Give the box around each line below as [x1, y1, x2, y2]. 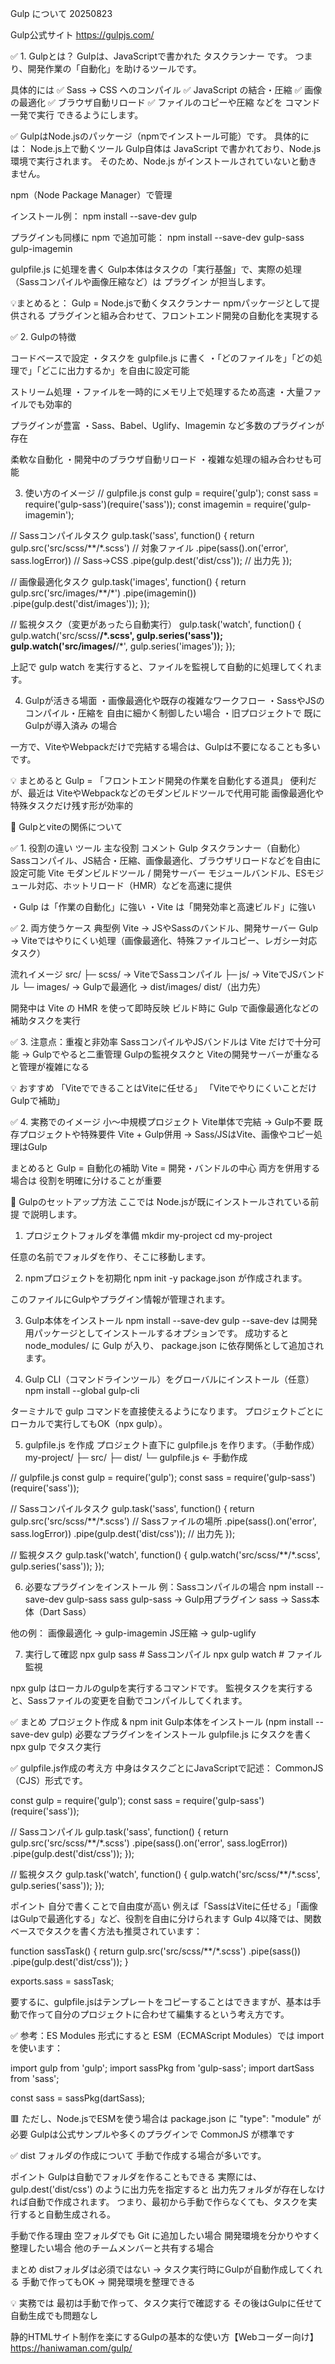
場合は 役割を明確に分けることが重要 [10, 1175, 162, 1186]
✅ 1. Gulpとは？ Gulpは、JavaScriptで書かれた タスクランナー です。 [10, 50, 293, 62]
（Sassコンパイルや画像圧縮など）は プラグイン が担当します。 [10, 276, 272, 287]
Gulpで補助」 [10, 1095, 65, 1106]
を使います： [10, 2042, 63, 2054]
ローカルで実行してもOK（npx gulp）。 [10, 1418, 168, 1429]
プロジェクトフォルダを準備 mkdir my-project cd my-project [24, 1230, 273, 1241]
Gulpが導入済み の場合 [24, 720, 118, 731]
